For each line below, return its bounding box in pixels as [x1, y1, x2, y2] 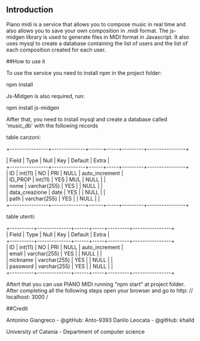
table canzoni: [6, 133, 41, 141]
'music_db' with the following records [6, 122, 99, 129]
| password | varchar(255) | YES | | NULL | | [6, 263, 113, 270]
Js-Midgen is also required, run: [6, 92, 85, 99]
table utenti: [6, 212, 36, 220]
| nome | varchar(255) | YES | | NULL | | [6, 182, 103, 189]
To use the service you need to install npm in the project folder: [6, 69, 162, 77]
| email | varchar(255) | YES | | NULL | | [6, 249, 103, 257]
